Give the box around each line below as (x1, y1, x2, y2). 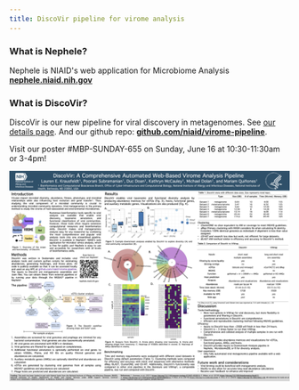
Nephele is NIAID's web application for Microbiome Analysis (9, 65, 230, 76)
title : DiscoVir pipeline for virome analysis (9, 14, 185, 23)
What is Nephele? (9, 45, 87, 57)
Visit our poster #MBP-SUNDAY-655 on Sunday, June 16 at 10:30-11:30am (9, 143, 280, 155)
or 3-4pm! (9, 153, 47, 164)
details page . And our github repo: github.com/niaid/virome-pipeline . (9, 126, 268, 137)
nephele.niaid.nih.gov (9, 74, 93, 85)
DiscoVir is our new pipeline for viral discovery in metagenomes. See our (9, 117, 276, 128)
